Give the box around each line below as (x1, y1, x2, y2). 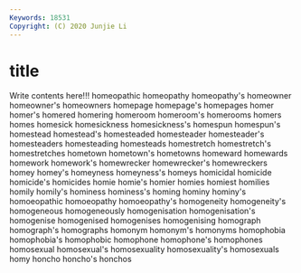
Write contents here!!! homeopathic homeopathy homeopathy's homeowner (9, 90, 292, 101)
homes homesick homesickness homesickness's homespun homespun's (9, 119, 281, 130)
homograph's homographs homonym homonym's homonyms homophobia (9, 225, 287, 236)
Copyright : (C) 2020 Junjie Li (9, 22, 127, 31)
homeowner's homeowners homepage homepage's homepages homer (9, 100, 274, 111)
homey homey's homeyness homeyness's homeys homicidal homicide (9, 167, 273, 178)
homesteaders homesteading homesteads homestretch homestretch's (9, 138, 271, 149)
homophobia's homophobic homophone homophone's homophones (9, 234, 264, 245)
